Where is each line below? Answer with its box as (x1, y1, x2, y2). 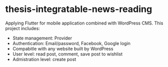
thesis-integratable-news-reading (5, 3, 152, 15)
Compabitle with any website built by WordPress (12, 45, 114, 51)
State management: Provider (12, 35, 72, 41)
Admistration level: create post (12, 56, 77, 62)
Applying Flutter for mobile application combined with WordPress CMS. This (5, 20, 163, 26)
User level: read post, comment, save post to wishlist (12, 51, 123, 57)
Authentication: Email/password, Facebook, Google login (12, 40, 131, 46)
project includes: (5, 25, 40, 31)
